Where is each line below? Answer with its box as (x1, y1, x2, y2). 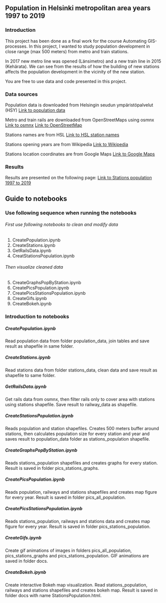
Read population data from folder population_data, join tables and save (5, 338, 150, 344)
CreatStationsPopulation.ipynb (12, 253, 75, 259)
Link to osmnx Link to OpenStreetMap (5, 122, 83, 128)
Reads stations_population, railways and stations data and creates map (5, 518, 150, 524)
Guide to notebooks (5, 194, 67, 203)
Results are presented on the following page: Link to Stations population (5, 175, 152, 181)
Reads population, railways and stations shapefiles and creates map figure (5, 489, 158, 495)
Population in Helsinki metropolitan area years (5, 4, 151, 12)
